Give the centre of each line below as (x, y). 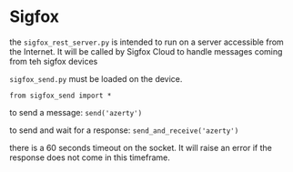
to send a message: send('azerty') (76, 112)
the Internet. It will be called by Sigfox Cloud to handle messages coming (146, 51)
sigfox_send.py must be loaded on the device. (96, 78)
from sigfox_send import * (61, 96)
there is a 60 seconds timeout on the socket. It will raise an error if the (141, 147)
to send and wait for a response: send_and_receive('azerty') (124, 130)
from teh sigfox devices (54, 61)
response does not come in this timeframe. (90, 157)
